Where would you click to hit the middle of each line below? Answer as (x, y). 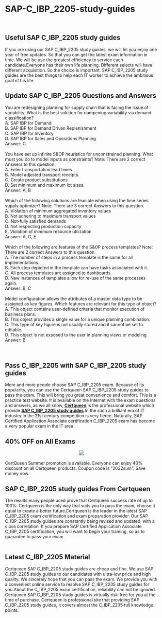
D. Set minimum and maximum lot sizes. (45, 185)
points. (12, 610)
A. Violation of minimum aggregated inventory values (58, 211)
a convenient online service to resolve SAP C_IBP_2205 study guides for (77, 584)
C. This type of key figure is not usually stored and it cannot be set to (74, 324)
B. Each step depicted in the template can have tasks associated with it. (77, 267)
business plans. (21, 314)
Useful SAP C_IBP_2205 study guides (63, 38)
